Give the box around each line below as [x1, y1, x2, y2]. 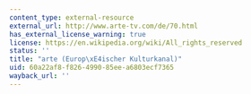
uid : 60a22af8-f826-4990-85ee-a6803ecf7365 [9, 64, 175, 73]
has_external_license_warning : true [9, 30, 146, 38]
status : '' [9, 47, 50, 56]
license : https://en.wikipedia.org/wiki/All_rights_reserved [9, 38, 243, 47]
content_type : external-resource [9, 13, 134, 22]
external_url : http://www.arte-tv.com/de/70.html [9, 21, 199, 30]
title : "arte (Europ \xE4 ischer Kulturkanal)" [9, 55, 182, 64]
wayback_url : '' [9, 72, 70, 81]
